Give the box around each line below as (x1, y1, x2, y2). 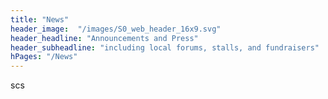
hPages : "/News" (10, 52, 78, 62)
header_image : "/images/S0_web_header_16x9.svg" (10, 24, 222, 34)
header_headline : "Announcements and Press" (10, 33, 199, 43)
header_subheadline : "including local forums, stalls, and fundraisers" (10, 42, 320, 53)
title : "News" (10, 14, 70, 25)
